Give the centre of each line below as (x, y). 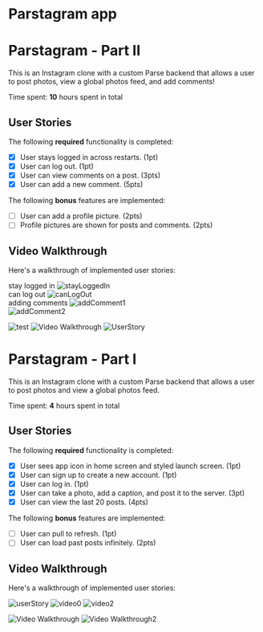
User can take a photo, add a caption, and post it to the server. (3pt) (132, 493)
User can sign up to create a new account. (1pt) (98, 475)
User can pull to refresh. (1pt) (68, 534)
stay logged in (32, 286)
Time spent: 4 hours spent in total (64, 406)
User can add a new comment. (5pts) (81, 185)
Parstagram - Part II (75, 51)
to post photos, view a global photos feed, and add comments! (111, 82)
